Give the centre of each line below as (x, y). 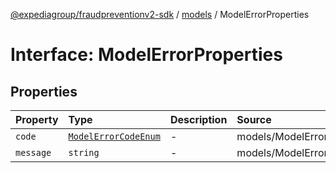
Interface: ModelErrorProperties (146, 55)
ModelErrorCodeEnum (114, 136)
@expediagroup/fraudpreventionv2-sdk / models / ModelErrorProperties (160, 14)
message (33, 152)
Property (37, 119)
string (84, 152)
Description (198, 119)
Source (254, 119)
